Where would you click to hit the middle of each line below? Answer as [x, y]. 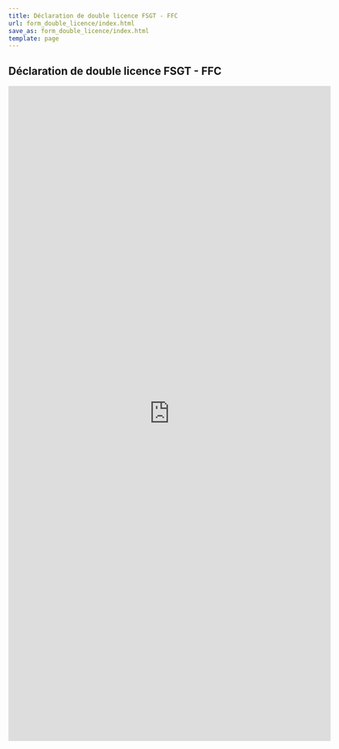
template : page [34, 38]
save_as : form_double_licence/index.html [79, 31]
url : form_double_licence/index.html [72, 23]
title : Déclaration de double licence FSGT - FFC [93, 16]
